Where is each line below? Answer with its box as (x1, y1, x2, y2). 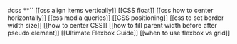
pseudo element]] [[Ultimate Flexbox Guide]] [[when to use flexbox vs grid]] (7, 28, 231, 37)
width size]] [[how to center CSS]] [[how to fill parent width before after (7, 21, 217, 29)
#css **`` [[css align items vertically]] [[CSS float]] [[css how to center (7, 6, 214, 14)
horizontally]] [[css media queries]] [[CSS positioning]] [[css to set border (7, 13, 224, 22)
